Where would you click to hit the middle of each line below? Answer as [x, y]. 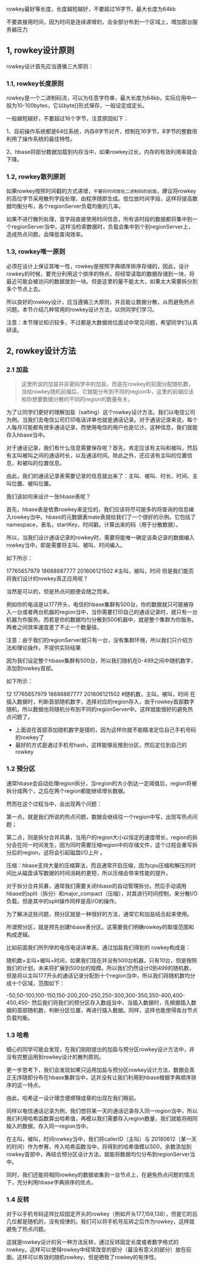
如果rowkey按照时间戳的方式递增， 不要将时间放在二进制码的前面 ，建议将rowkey [101, 191]
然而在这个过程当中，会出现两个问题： [54, 804]
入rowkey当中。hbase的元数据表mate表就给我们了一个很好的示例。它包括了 [101, 517]
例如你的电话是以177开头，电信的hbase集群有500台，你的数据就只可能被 [98, 604]
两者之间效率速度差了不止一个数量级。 [54, 627]
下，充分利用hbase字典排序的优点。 [51, 1182]
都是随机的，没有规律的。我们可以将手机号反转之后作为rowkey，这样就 [106, 1221]
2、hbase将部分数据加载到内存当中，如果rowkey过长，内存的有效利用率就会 [102, 152]
